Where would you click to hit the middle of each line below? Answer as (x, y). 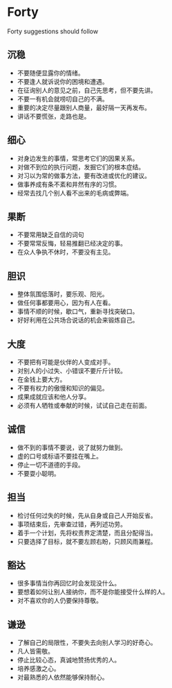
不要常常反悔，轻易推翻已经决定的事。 (71, 243)
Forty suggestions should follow (53, 31)
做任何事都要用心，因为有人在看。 (66, 303)
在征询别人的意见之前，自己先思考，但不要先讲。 (87, 90)
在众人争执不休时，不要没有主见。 (66, 252)
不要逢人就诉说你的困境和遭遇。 (63, 81)
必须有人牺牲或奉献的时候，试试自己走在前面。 (84, 405)
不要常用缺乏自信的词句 (50, 235)
